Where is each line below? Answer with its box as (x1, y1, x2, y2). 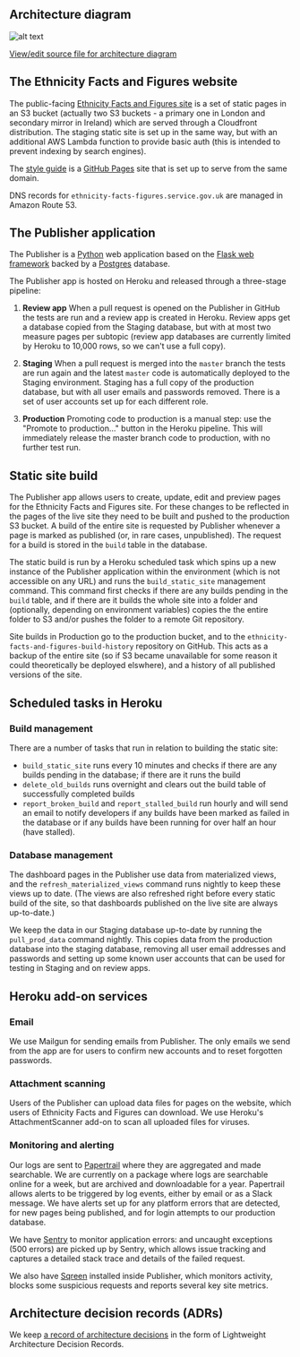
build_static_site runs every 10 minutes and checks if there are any (21, 760, 278, 770)
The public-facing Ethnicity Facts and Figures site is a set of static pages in (9, 98, 287, 108)
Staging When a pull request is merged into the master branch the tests (21, 358, 287, 369)
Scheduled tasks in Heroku (9, 695, 163, 710)
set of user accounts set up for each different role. (21, 396, 209, 407)
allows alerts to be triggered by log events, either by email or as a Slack (9, 1188, 273, 1198)
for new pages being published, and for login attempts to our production (9, 1207, 276, 1217)
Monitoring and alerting (9, 1139, 115, 1152)
